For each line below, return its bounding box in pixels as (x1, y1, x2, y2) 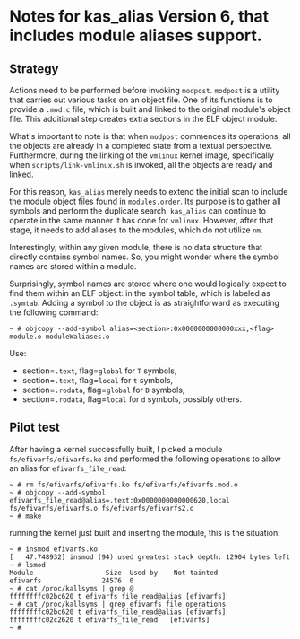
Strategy (9, 61, 59, 76)
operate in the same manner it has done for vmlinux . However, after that (9, 215, 274, 225)
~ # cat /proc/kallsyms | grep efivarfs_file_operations (9, 600, 227, 608)
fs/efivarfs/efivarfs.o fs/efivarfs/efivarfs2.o (9, 503, 194, 512)
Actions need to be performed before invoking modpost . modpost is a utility (9, 85, 280, 95)
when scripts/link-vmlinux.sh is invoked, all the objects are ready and (9, 160, 273, 170)
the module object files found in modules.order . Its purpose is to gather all (9, 196, 281, 206)
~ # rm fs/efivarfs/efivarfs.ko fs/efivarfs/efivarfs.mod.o (9, 480, 239, 489)
